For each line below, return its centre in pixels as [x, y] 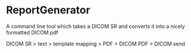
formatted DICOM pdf [32, 32]
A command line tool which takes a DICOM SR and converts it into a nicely [96, 26]
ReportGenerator [48, 10]
